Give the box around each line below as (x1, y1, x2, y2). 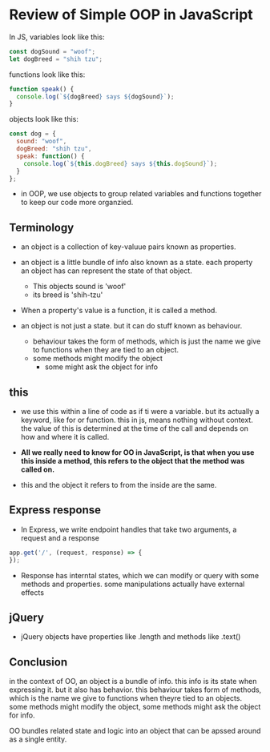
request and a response (20, 533, 99, 542)
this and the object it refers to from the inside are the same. (20, 481, 217, 490)
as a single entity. (9, 734, 67, 744)
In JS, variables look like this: (9, 32, 105, 42)
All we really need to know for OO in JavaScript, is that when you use (20, 448, 255, 457)
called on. (20, 464, 55, 474)
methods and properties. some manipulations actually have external (20, 579, 245, 589)
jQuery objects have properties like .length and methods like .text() (20, 632, 241, 641)
